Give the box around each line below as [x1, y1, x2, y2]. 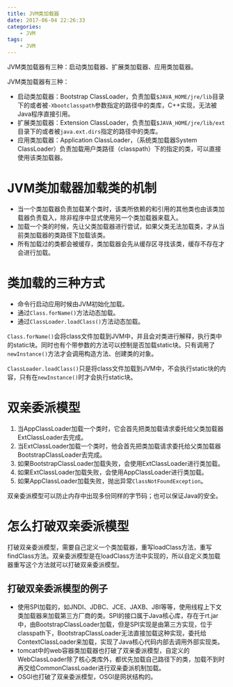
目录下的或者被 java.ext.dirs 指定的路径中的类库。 [17, 127, 162, 135]
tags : [7, 36, 23, 43]
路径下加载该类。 [60, 231, 109, 239]
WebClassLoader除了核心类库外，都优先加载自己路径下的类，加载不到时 [17, 655, 225, 663]
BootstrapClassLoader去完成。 [17, 451, 106, 459]
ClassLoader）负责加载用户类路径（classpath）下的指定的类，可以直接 [17, 144, 221, 153]
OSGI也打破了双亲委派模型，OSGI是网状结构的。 [17, 672, 157, 681]
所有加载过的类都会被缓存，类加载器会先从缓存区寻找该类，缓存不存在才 [17, 239, 225, 248]
